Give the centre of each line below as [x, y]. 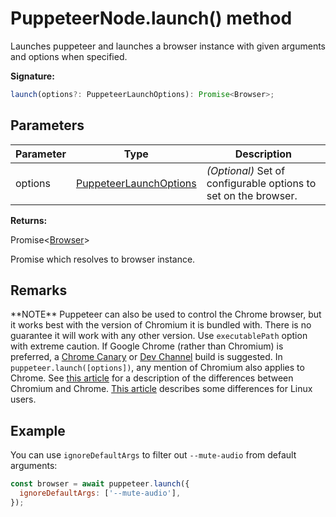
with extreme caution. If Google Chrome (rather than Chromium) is [147, 346]
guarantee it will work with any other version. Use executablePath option [159, 336]
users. [23, 399]
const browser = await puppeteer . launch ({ [100, 484]
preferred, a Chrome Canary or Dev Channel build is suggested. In [146, 357]
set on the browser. [252, 195]
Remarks [39, 290]
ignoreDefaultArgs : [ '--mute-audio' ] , [100, 493]
